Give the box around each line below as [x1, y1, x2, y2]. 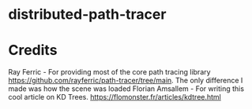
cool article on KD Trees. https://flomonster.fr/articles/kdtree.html [8, 93, 221, 102]
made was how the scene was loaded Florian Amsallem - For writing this [8, 84, 245, 93]
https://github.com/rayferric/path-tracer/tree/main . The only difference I [8, 76, 243, 85]
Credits [8, 42, 58, 60]
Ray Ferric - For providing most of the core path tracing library [8, 67, 211, 77]
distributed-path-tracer [8, 5, 167, 24]
